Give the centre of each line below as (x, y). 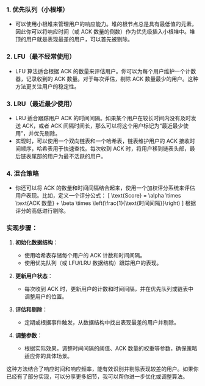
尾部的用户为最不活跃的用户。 (69, 156)
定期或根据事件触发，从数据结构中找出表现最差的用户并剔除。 (102, 323)
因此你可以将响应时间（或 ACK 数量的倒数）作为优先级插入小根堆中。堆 (105, 32)
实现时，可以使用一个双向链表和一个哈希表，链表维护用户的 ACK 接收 (103, 141)
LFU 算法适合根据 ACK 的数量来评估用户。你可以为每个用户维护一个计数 (106, 71)
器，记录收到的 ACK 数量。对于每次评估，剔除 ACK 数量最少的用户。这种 (107, 79)
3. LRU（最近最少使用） (41, 104)
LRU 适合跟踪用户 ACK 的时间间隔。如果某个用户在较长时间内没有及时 (103, 118)
